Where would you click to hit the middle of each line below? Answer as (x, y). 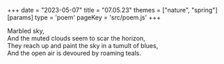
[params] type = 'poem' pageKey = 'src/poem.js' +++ (84, 17)
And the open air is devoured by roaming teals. (74, 53)
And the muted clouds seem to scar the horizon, (76, 38)
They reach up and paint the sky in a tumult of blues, (83, 46)
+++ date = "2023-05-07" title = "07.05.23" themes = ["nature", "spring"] (112, 10)
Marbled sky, (26, 31)
